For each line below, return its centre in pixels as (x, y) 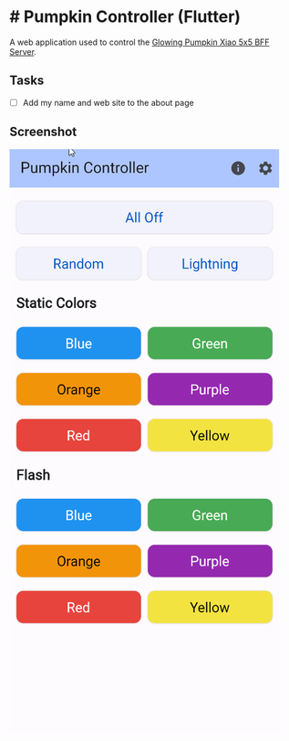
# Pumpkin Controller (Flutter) (125, 17)
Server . (23, 51)
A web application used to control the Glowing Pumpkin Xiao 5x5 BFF (139, 42)
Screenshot (43, 132)
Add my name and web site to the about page (108, 102)
